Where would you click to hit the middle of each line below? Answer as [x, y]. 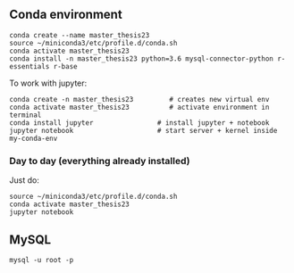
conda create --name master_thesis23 [80, 35]
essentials [29, 66]
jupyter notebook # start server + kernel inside [143, 130]
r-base [65, 66]
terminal [25, 115]
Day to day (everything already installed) [100, 161]
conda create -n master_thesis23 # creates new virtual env [139, 99]
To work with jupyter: [48, 83]
